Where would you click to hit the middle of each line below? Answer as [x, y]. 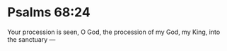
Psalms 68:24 [49, 12]
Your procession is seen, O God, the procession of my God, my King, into [114, 32]
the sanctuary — [31, 39]
